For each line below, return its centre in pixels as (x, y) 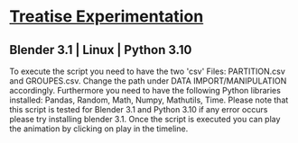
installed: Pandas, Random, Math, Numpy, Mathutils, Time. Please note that (149, 100)
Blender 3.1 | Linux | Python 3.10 (101, 50)
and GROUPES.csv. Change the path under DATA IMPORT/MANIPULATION (148, 81)
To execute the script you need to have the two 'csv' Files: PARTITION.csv (148, 71)
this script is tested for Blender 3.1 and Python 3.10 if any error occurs (139, 109)
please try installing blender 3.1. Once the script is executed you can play (145, 119)
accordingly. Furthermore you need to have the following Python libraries (145, 90)
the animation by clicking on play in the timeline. (99, 129)
